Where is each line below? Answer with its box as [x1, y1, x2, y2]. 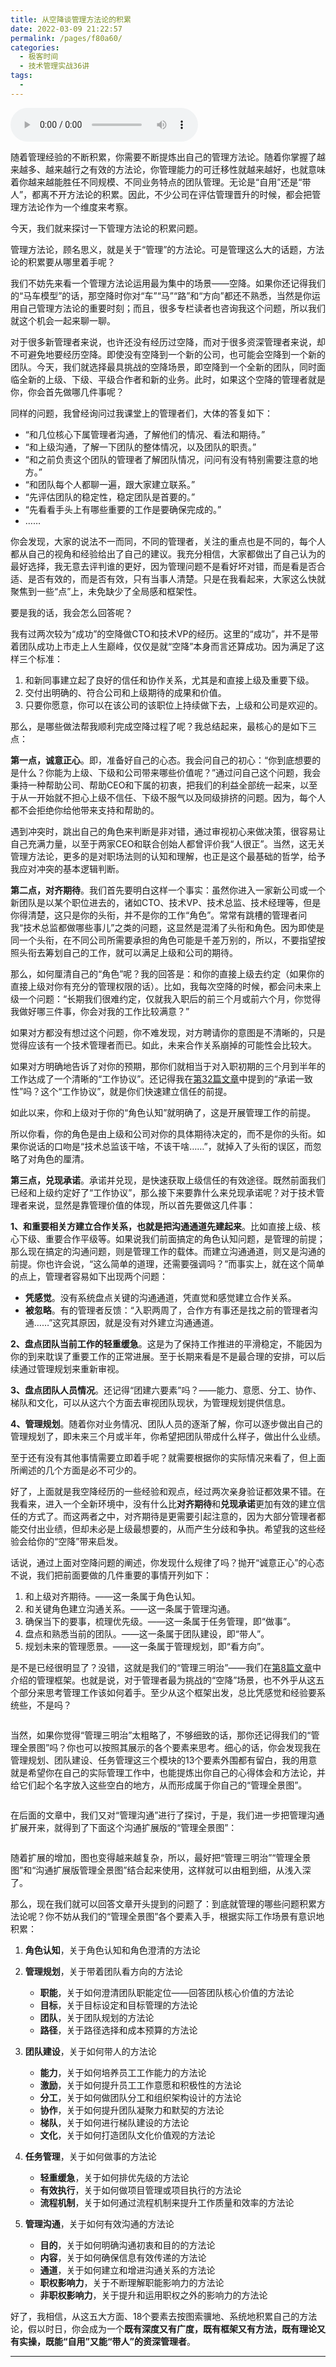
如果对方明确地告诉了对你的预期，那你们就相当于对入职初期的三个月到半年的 [10, 1060, 326, 1072]
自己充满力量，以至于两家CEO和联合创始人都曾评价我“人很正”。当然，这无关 [10, 837, 326, 850]
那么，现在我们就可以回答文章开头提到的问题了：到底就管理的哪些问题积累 [10, 1897, 317, 1910]
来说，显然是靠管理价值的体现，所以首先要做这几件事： [27, 1199, 256, 1211]
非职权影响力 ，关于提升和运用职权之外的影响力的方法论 [39, 2289, 268, 2301]
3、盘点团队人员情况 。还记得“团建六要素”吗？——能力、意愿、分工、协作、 [10, 1384, 322, 1396]
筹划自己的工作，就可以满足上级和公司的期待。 [44, 946, 238, 958]
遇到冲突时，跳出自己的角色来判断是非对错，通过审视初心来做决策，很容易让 [10, 825, 326, 837]
